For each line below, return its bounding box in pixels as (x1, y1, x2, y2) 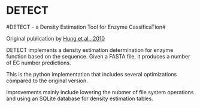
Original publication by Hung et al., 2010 (6, 35, 105, 42)
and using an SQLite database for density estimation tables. (6, 95, 154, 102)
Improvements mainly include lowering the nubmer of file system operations (6, 88, 194, 95)
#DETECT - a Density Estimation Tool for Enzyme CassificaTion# (6, 23, 166, 30)
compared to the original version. (6, 77, 88, 84)
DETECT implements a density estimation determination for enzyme (6, 46, 174, 54)
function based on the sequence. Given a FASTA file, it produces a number (6, 53, 190, 60)
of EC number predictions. (6, 59, 71, 66)
